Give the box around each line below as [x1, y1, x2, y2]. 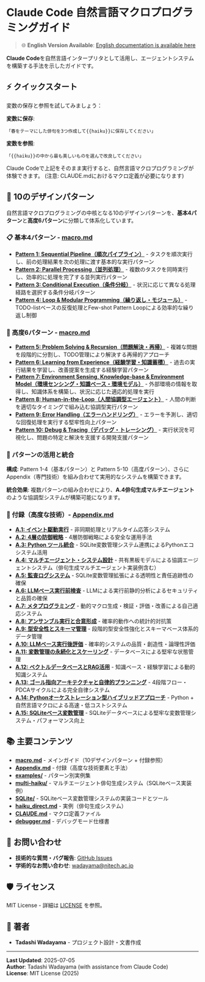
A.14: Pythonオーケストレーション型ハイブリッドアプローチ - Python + [15, 694, 194, 701]
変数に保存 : [6, 114, 35, 122]
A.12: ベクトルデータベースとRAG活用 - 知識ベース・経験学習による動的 [15, 663, 195, 670]
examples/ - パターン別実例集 [15, 771, 91, 779]
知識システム [15, 670, 48, 678]
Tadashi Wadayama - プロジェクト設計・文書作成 [15, 939, 142, 946]
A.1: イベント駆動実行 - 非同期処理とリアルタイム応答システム [15, 526, 171, 533]
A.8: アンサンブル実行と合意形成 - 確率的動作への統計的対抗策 [15, 617, 172, 625]
